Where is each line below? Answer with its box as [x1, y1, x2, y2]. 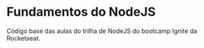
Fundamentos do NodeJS [6, 4, 156, 20]
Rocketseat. [6, 34, 41, 42]
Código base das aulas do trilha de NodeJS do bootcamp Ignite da [6, 27, 198, 35]
